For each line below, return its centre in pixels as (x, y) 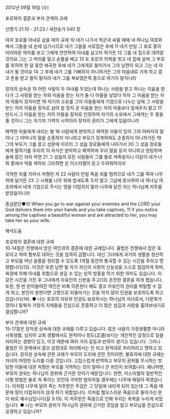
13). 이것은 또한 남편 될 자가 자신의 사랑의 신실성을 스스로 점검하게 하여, (94, 267)
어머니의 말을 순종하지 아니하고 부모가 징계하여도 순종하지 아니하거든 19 (91, 138)
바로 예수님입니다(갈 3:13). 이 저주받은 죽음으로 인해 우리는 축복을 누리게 (82, 399)
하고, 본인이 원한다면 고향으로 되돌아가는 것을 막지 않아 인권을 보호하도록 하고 (87, 292)
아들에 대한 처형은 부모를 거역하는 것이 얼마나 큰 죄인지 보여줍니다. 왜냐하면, (90, 367)
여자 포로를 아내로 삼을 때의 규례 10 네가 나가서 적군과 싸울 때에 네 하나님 (77, 40)
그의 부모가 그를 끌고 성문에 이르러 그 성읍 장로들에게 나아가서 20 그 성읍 (77, 144)
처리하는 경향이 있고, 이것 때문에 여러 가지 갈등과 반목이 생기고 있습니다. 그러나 (83, 341)
